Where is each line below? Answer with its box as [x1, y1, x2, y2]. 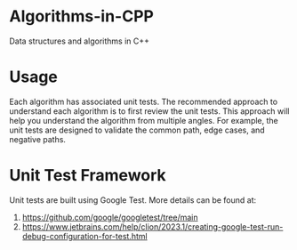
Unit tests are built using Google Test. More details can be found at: [9, 194, 257, 206]
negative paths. [9, 133, 67, 144]
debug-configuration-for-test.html [21, 230, 148, 241]
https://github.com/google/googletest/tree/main [21, 212, 198, 222]
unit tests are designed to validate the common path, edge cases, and [9, 125, 265, 135]
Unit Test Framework [9, 165, 166, 186]
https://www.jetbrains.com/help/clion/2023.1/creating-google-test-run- [21, 221, 284, 232]
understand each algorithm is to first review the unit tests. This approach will [9, 105, 290, 117]
